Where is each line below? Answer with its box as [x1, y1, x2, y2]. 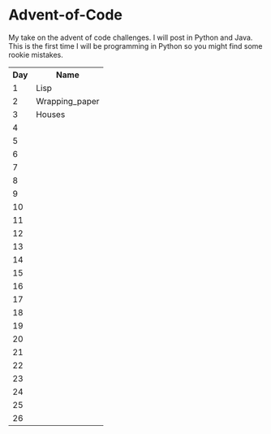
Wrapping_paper [36, 95, 100, 106]
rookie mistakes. [8, 50, 63, 59]
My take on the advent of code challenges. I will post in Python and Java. [8, 33, 253, 42]
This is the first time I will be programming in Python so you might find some [8, 41, 263, 50]
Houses [36, 108, 66, 119]
